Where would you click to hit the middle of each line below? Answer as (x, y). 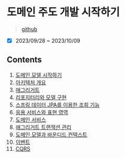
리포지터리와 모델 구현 (41, 97)
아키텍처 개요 (31, 82)
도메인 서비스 (31, 119)
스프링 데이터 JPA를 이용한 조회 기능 (57, 104)
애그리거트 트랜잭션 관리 (43, 127)
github (29, 29)
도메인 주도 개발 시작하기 (63, 12)
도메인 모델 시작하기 (38, 75)
